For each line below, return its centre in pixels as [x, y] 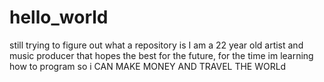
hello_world [59, 17]
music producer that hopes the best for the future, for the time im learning [161, 55]
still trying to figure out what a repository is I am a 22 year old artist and [156, 45]
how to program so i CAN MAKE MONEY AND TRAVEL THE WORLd [148, 66]
